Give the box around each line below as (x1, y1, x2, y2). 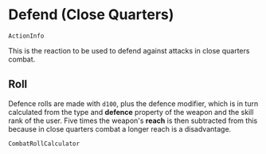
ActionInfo (8, 32, 45, 40)
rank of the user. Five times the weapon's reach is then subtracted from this (8, 116, 258, 125)
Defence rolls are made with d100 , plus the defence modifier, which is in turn (8, 98, 259, 109)
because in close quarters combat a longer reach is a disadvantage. (8, 124, 232, 133)
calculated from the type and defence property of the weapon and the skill (8, 107, 254, 116)
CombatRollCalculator (8, 140, 80, 148)
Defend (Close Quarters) (8, 6, 174, 24)
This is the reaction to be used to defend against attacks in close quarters (8, 45, 250, 55)
